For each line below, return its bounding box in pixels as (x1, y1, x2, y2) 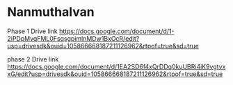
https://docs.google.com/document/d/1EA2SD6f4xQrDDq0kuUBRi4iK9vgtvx (7, 62, 226, 70)
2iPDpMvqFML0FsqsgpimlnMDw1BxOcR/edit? (7, 34, 140, 42)
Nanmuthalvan (7, 4, 95, 20)
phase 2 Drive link (7, 55, 59, 63)
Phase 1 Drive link (7, 27, 58, 35)
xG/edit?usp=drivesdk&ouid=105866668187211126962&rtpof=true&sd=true (7, 70, 223, 78)
